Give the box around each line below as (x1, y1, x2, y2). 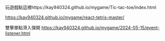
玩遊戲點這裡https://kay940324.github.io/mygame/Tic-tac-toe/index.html (5, 4, 156, 10)
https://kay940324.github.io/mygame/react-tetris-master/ (5, 14, 124, 20)
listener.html (5, 30, 31, 36)
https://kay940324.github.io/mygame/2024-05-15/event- (41, 24, 160, 30)
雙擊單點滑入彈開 (5, 24, 40, 30)
